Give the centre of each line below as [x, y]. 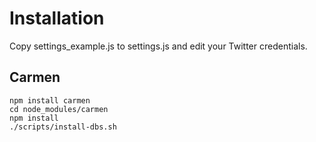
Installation [57, 18]
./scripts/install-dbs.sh [63, 127]
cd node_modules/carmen [59, 109]
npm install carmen [50, 100]
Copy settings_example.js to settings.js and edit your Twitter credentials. [158, 46]
